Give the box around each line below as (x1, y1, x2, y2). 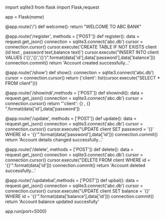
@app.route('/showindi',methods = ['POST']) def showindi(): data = (5, 90, 144, 95)
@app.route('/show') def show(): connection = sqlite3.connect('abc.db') (5, 69, 154, 75)
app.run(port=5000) (5, 208, 47, 214)
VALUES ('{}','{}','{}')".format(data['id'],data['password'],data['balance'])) (5, 54, 155, 60)
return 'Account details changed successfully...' (5, 137, 103, 142)
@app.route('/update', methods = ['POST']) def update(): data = (5, 115, 137, 121)
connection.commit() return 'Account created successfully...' (5, 60, 130, 65)
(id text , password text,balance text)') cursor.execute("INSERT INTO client (5, 49, 159, 55)
